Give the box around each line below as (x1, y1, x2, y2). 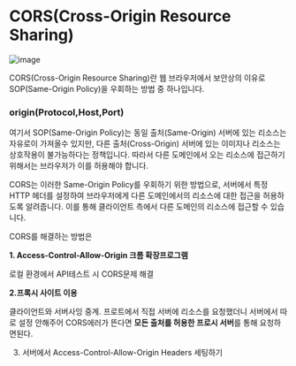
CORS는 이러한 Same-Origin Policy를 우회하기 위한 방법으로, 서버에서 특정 (9, 179, 269, 190)
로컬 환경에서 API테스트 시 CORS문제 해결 (9, 269, 155, 279)
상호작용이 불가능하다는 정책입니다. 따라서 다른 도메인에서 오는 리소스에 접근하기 (9, 149, 285, 160)
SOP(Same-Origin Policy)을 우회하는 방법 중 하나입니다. (9, 83, 205, 94)
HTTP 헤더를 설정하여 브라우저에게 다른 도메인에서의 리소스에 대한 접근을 (9, 190, 262, 201)
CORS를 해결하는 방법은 (9, 232, 93, 242)
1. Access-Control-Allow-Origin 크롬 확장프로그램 (9, 250, 188, 261)
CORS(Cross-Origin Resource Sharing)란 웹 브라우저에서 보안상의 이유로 (9, 72, 266, 83)
